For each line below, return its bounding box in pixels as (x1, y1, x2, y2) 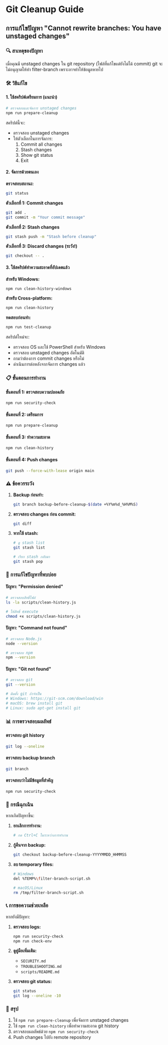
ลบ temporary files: (13, 861, 54, 867)
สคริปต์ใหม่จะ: (6, 334, 30, 340)
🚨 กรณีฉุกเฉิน (6, 801, 33, 808)
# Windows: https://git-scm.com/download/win (6, 696, 103, 701)
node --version (6, 641, 38, 646)
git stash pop (13, 559, 43, 564)
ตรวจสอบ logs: (13, 924, 41, 930)
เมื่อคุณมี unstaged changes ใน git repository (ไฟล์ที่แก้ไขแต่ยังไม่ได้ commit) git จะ (6, 60, 163, 66)
